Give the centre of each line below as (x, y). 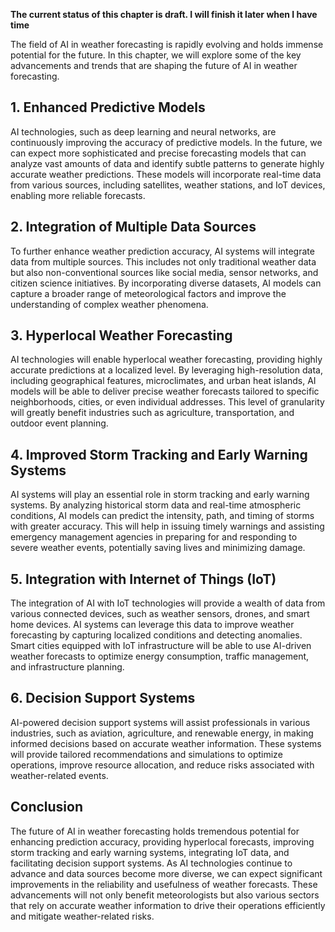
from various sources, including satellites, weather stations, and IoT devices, (168, 185)
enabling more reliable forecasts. (78, 195)
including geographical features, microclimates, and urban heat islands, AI (163, 381)
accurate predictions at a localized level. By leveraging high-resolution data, (166, 370)
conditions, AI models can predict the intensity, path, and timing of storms (162, 516)
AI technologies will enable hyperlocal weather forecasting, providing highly (166, 360)
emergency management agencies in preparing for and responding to (154, 537)
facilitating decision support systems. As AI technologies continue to (151, 863)
